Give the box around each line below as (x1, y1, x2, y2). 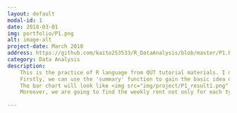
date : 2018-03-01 (7, 23, 59, 30)
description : (7, 62, 46, 69)
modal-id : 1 (7, 17, 42, 24)
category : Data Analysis (7, 56, 80, 63)
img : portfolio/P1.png (7, 29, 74, 37)
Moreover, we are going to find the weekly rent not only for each (20, 88, 222, 95)
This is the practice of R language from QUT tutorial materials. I (20, 69, 226, 76)
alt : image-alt (7, 36, 52, 44)
